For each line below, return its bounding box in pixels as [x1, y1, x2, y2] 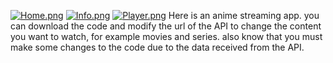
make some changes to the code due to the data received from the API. [10, 41, 305, 53]
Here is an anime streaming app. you [168, 10, 320, 21]
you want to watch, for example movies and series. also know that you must [10, 31, 323, 42]
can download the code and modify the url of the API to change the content [10, 20, 322, 32]
